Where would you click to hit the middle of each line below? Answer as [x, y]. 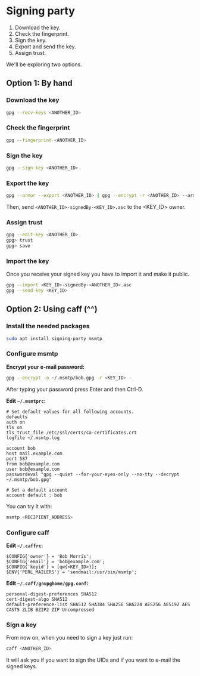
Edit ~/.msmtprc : [26, 400]
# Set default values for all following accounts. [70, 412]
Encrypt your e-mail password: [46, 367]
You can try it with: [29, 506]
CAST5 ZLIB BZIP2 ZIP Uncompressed [50, 610]
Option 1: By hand [39, 83]
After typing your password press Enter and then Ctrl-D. [75, 389]
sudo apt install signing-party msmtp [54, 338]
